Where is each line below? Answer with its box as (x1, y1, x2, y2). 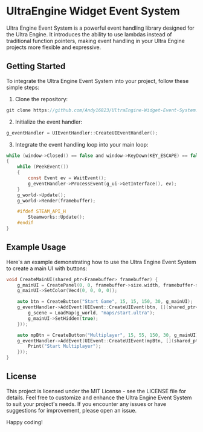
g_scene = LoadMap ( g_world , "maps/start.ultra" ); (28, 310, 155, 316)
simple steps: (6, 84, 40, 91)
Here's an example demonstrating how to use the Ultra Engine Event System (6, 258, 196, 265)
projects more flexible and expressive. (6, 44, 101, 51)
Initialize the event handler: (14, 118, 83, 125)
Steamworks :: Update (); (28, 214, 85, 221)
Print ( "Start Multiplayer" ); (28, 344, 101, 350)
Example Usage (6, 242, 66, 253)
